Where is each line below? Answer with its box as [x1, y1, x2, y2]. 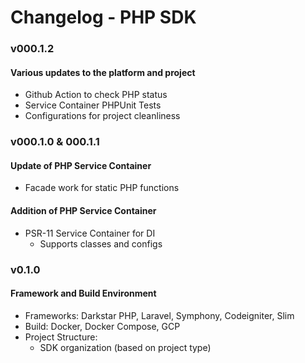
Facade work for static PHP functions [24, 182, 180, 194]
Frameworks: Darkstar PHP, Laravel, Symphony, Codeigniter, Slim [24, 309, 295, 321]
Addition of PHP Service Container [10, 205, 157, 217]
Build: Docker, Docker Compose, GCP [24, 320, 181, 332]
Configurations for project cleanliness [24, 110, 181, 122]
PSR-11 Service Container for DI [24, 227, 156, 239]
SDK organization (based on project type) [39, 341, 212, 353]
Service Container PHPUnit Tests [24, 99, 162, 111]
